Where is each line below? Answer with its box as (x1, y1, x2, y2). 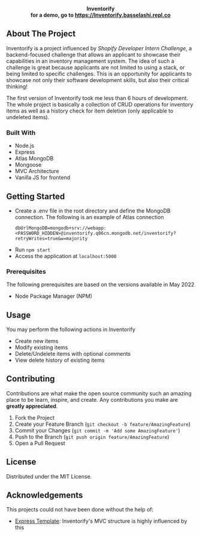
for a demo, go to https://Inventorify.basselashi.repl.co (31, 11, 171, 19)
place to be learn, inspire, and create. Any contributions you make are (6, 396, 178, 403)
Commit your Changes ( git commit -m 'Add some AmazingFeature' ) (14, 426, 181, 434)
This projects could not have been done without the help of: (6, 506, 154, 513)
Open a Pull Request (14, 440, 66, 447)
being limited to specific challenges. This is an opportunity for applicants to (6, 70, 192, 77)
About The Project (6, 29, 76, 39)
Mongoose (14, 161, 42, 168)
